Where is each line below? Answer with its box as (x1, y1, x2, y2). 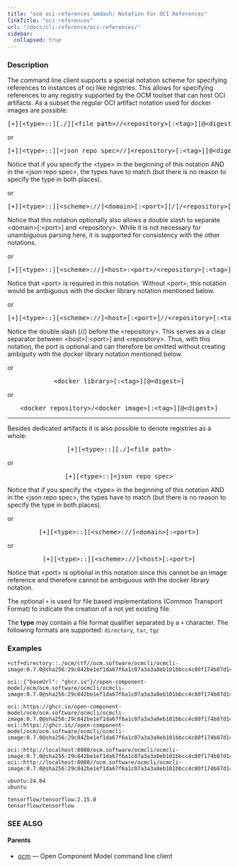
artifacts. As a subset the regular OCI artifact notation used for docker (7, 98, 212, 107)
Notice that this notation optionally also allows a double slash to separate (7, 216, 221, 224)
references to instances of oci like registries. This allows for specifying (7, 84, 214, 92)
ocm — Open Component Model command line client (17, 851, 173, 860)
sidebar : (7, 30, 33, 38)
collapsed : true (13, 37, 62, 44)
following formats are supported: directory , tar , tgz (7, 626, 159, 634)
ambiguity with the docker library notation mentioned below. (7, 350, 183, 358)
